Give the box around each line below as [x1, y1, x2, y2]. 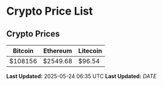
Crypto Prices [6, 29, 60, 39]
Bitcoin [13, 47, 34, 55]
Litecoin [78, 47, 102, 55]
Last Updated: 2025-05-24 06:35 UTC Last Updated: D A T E [6, 73, 157, 80]
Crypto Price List [6, 4, 93, 18]
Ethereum [43, 47, 72, 55]
